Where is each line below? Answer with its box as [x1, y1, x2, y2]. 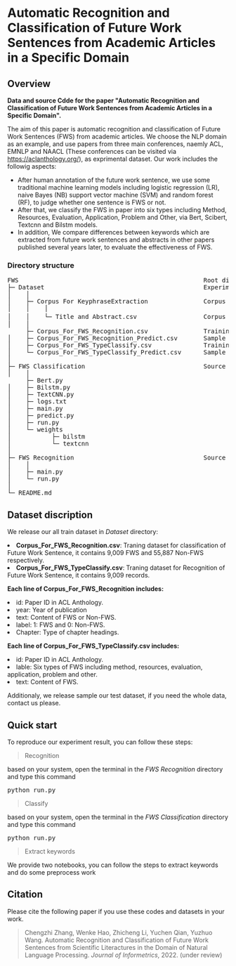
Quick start [7, 719, 58, 731]
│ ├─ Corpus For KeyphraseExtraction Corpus [7, 297, 226, 306]
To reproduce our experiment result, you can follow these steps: [7, 738, 193, 746]
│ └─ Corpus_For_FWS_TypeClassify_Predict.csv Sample [7, 348, 226, 356]
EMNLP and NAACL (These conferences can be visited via [7, 148, 177, 155]
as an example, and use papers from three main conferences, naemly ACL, [7, 140, 223, 148]
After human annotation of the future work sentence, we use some [17, 176, 211, 184]
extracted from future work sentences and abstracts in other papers [17, 235, 215, 244]
